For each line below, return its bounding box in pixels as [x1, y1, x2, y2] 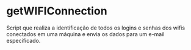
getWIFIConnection [6, 4, 108, 18]
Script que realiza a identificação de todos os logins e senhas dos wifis [6, 24, 185, 31]
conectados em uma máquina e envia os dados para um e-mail [6, 30, 165, 37]
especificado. [6, 37, 41, 44]
